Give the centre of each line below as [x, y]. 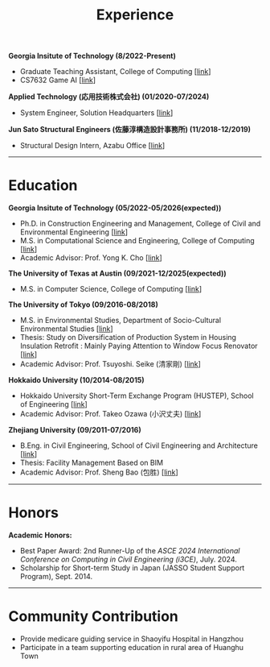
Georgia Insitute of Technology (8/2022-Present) [92, 56]
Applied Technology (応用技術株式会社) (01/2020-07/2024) [109, 97]
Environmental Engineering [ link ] [74, 232]
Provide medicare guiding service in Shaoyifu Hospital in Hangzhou [131, 639]
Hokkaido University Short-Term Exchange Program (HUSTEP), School [137, 396]
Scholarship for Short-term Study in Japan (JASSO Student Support [132, 568]
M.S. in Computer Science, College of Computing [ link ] [111, 289]
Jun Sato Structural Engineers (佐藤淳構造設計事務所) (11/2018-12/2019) [130, 130]
